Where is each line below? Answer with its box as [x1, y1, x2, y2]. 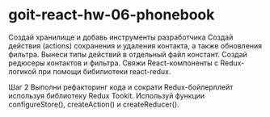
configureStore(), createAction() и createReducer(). [8, 99, 179, 109]
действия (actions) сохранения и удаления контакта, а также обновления [8, 40, 263, 50]
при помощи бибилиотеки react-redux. [37, 66, 171, 76]
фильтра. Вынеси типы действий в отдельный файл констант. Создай [8, 49, 248, 59]
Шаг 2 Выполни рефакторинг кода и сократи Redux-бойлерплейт [8, 82, 234, 92]
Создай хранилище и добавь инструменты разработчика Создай [8, 32, 234, 42]
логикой [8, 66, 36, 76]
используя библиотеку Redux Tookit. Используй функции [8, 90, 205, 100]
